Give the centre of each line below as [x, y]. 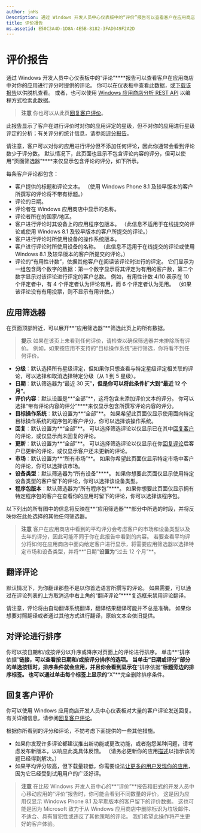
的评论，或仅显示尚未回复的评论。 [57, 436]
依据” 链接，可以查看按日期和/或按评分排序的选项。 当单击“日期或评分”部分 [98, 659]
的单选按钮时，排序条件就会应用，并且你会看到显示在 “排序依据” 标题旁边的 [98, 667]
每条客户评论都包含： [32, 174]
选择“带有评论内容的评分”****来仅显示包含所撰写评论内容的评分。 [96, 406]
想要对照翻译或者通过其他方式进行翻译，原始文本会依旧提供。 [82, 615]
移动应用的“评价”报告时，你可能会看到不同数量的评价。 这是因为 [105, 794]
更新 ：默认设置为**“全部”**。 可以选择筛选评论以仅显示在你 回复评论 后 [102, 444]
